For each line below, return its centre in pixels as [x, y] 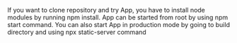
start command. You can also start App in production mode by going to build [118, 25]
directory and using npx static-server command [77, 32]
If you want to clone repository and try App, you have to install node [106, 10]
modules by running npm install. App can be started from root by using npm [118, 17]
